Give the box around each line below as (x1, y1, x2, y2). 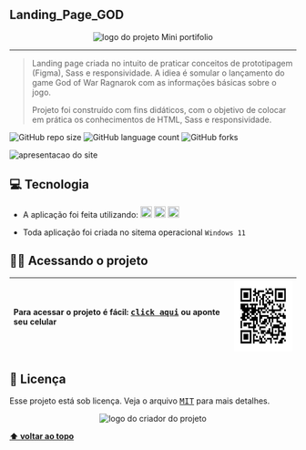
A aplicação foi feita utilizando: (22, 209, 139, 220)
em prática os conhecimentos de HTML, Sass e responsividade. (31, 114, 272, 125)
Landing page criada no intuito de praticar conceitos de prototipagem (31, 57, 293, 68)
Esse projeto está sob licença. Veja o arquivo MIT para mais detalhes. (9, 395, 270, 406)
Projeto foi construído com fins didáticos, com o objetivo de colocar (31, 104, 287, 115)
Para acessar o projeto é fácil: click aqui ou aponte (13, 306, 220, 317)
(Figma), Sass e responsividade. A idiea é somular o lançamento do (31, 67, 285, 78)
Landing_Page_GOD (9, 7, 125, 23)
